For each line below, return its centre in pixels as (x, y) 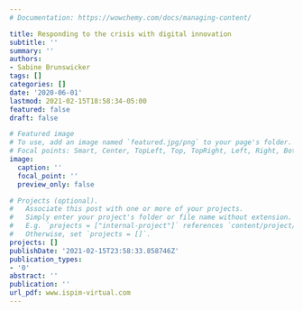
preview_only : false (56, 184)
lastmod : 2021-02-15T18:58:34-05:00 (78, 101)
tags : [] (26, 76)
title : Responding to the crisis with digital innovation (120, 34)
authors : (26, 59)
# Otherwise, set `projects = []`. (80, 234)
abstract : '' (34, 276)
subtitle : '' (34, 42)
